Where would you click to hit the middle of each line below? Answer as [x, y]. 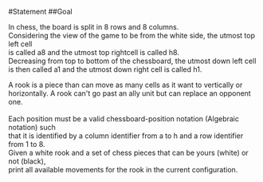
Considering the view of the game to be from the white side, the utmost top [131, 36]
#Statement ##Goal [41, 12]
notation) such [32, 127]
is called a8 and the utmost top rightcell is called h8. [94, 52]
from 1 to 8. [27, 144]
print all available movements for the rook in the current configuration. [123, 170]
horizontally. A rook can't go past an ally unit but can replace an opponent [130, 93]
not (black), [27, 161]
